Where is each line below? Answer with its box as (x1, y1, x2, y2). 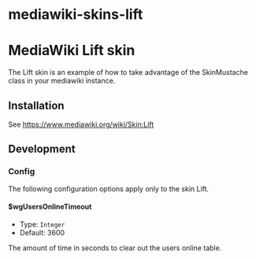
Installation (8, 98, 65, 112)
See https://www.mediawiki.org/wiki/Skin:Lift (8, 120, 154, 129)
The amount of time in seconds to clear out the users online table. (8, 242, 222, 253)
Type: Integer (19, 219, 65, 229)
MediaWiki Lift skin (8, 42, 135, 60)
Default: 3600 (19, 228, 65, 237)
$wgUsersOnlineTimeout (8, 202, 92, 212)
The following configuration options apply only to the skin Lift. (8, 183, 210, 194)
